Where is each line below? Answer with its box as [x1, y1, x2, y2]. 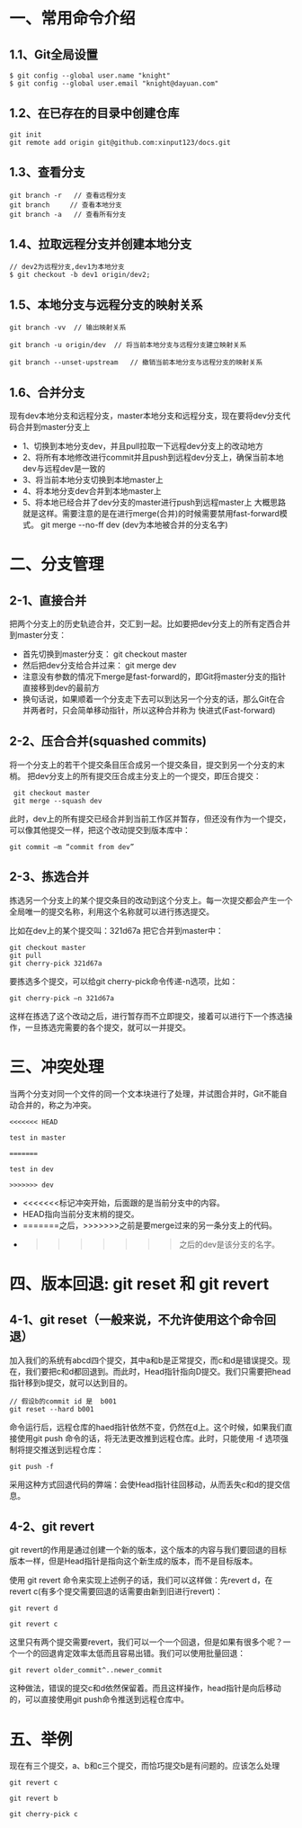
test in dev [9, 1164, 54, 1174]
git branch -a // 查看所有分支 [9, 210, 127, 219]
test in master [9, 1133, 67, 1142]
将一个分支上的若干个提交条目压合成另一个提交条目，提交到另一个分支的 [9, 759, 277, 770]
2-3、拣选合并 [9, 869, 90, 884]
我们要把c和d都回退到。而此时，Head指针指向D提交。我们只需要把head [24, 1366, 291, 1376]
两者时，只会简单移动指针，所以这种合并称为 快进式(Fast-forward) [30, 705, 276, 716]
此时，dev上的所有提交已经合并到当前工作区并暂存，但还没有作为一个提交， [9, 813, 291, 824]
